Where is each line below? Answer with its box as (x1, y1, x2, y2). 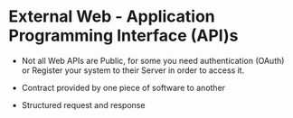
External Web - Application (8, 6, 215, 27)
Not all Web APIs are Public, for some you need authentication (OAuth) (21, 55, 285, 66)
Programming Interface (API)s (8, 25, 239, 46)
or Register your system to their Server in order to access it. (21, 65, 245, 76)
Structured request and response (21, 99, 146, 110)
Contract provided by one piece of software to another (21, 82, 226, 93)
